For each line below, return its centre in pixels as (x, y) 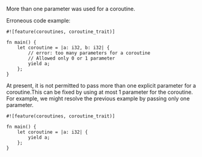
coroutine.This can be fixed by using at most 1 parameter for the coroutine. (99, 92)
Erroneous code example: (39, 20)
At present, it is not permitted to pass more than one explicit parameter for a (101, 85)
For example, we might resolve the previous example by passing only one (98, 99)
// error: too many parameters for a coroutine (89, 53)
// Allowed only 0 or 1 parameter (72, 58)
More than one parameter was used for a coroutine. (71, 9)
